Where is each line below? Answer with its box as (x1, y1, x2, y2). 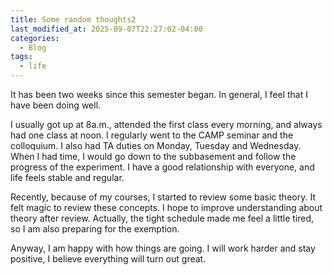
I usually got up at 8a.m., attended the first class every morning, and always (10, 119, 323, 130)
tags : (10, 52, 33, 62)
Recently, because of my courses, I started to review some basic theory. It (10, 191, 316, 203)
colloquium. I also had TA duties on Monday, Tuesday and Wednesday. (10, 140, 302, 151)
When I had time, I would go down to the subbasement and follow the (10, 151, 297, 162)
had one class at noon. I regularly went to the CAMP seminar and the (10, 129, 294, 141)
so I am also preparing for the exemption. (10, 223, 180, 235)
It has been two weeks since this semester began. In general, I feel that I (10, 89, 309, 100)
